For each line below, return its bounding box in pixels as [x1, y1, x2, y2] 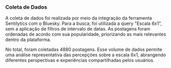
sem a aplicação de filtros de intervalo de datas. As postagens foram [5, 26, 151, 32]
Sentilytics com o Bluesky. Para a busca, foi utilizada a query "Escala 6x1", [5, 20, 162, 26]
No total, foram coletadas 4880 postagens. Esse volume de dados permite [5, 47, 162, 53]
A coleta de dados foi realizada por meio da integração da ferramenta [5, 15, 152, 21]
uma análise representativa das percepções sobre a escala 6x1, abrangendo [5, 52, 166, 58]
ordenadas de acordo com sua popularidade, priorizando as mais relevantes [5, 31, 166, 38]
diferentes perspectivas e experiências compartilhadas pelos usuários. [5, 57, 155, 63]
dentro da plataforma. [5, 37, 51, 43]
